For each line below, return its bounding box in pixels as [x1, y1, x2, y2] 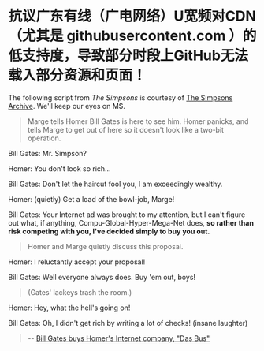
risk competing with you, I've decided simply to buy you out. [8, 226, 210, 236]
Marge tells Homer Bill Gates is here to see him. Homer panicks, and [27, 116, 249, 126]
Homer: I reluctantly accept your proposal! [8, 257, 146, 267]
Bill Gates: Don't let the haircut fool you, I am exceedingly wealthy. [8, 179, 223, 189]
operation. [27, 133, 61, 143]
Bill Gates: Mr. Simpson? [8, 148, 87, 158]
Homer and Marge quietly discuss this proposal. [27, 241, 184, 251]
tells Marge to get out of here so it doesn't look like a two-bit [27, 125, 225, 134]
